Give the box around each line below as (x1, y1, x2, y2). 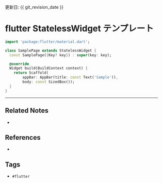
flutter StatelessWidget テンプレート (5, 23, 154, 34)
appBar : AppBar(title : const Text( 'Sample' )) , (22, 75, 118, 80)
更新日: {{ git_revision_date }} (5, 4, 64, 10)
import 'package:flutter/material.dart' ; (5, 39, 90, 44)
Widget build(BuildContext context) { (9, 66, 88, 71)
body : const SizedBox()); (22, 80, 75, 84)
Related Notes (5, 106, 49, 115)
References (5, 133, 41, 142)
